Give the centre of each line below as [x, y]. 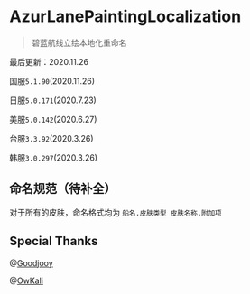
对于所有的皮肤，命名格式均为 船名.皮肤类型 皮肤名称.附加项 [116, 212]
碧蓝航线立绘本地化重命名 [79, 42]
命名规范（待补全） [63, 189]
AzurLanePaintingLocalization [125, 17]
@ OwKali [26, 280]
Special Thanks [54, 241]
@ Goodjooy [32, 262]
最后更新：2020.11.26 [49, 61]
